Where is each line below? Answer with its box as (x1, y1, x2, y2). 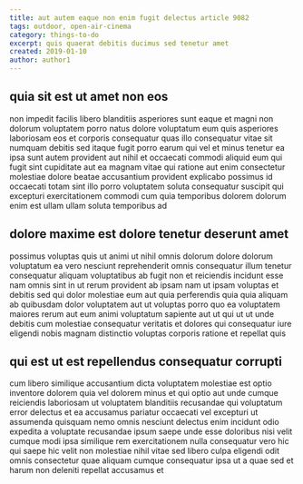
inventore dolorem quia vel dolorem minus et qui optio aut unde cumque (9, 388, 279, 399)
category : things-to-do (9, 30, 100, 39)
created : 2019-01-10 (9, 47, 88, 56)
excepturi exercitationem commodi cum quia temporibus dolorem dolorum (9, 190, 288, 201)
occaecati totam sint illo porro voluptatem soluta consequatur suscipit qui (9, 181, 284, 192)
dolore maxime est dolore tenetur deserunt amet (9, 226, 289, 242)
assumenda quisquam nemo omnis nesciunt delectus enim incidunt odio (9, 417, 279, 428)
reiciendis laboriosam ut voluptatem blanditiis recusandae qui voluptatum (9, 397, 283, 409)
